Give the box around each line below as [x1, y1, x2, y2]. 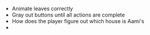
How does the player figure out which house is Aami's [11, 18, 145, 24]
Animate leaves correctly [11, 5, 73, 12]
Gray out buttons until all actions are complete [11, 11, 125, 18]
